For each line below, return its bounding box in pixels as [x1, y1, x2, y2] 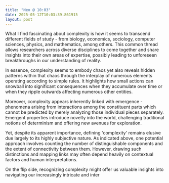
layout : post [5, 17, 33, 22]
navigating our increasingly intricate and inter [5, 172, 100, 178]
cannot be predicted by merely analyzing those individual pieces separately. [5, 109, 164, 115]
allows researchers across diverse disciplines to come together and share [5, 47, 159, 53]
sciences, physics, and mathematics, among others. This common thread [5, 41, 158, 48]
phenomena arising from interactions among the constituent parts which [5, 104, 156, 110]
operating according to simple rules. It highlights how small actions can [5, 78, 153, 84]
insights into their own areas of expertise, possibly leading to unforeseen [5, 52, 157, 58]
